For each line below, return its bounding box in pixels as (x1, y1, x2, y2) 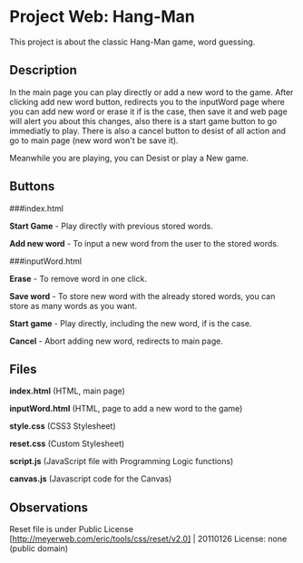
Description (9, 63, 77, 78)
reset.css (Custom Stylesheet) (9, 438, 125, 450)
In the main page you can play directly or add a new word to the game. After (9, 86, 294, 97)
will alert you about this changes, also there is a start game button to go (9, 115, 278, 126)
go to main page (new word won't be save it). (9, 134, 179, 146)
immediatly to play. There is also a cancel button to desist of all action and (9, 125, 287, 136)
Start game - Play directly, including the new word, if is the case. (9, 317, 252, 328)
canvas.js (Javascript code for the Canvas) (9, 473, 172, 484)
